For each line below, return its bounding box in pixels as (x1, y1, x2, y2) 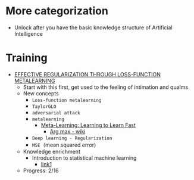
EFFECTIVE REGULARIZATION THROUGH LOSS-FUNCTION (14, 70, 161, 78)
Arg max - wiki (49, 128, 86, 135)
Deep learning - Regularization (32, 135, 112, 141)
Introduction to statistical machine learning (32, 154, 137, 162)
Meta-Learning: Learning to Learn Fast (40, 121, 136, 129)
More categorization (5, 4, 108, 18)
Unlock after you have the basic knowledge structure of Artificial (14, 24, 173, 31)
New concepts (23, 89, 59, 97)
